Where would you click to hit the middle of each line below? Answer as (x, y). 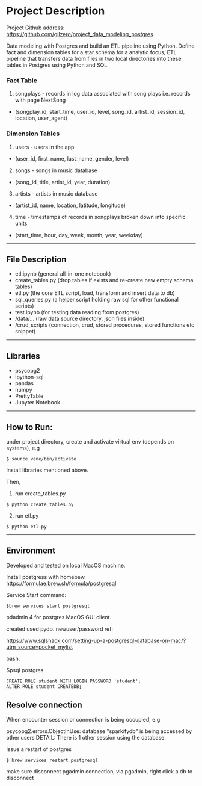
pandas (24, 383)
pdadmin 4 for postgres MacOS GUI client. (59, 617)
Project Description (56, 11)
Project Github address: (35, 28)
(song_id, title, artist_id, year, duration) (63, 182)
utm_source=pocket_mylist (40, 647)
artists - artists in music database (56, 193)
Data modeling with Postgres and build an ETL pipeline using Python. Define (100, 46)
